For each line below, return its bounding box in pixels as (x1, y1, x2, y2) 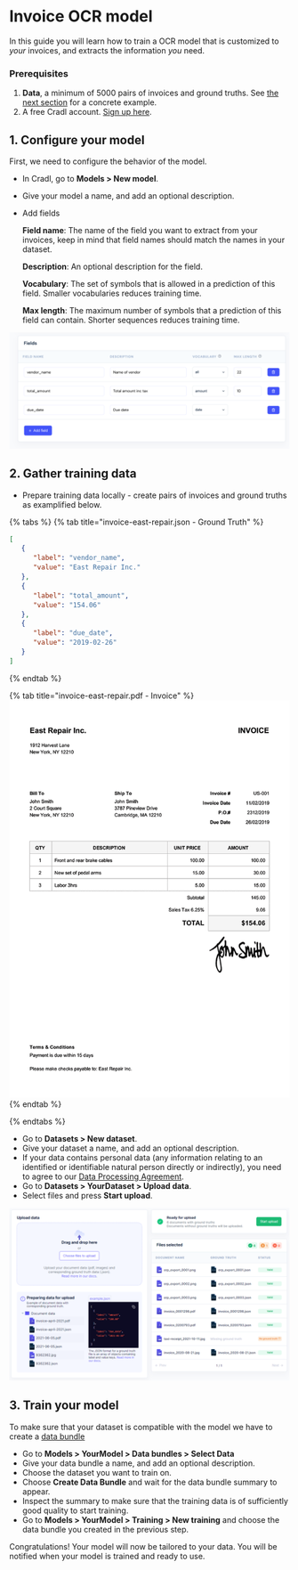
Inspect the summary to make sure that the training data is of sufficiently (21, 1495, 289, 1506)
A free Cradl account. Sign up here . (21, 107, 153, 118)
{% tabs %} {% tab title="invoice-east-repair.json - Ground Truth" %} (9, 517, 264, 527)
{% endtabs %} (9, 1116, 66, 1127)
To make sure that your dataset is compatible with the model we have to (9, 1421, 273, 1432)
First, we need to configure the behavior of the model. (9, 156, 207, 167)
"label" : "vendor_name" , (32, 554, 125, 563)
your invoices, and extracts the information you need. (9, 45, 205, 55)
